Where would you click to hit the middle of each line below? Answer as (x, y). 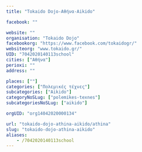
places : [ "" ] (22, 81)
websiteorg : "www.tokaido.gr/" (44, 49)
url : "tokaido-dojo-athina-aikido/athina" (58, 124)
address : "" (20, 71)
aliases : (17, 135)
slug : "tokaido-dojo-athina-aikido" (51, 129)
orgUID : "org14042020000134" (41, 113)
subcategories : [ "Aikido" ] (39, 92)
